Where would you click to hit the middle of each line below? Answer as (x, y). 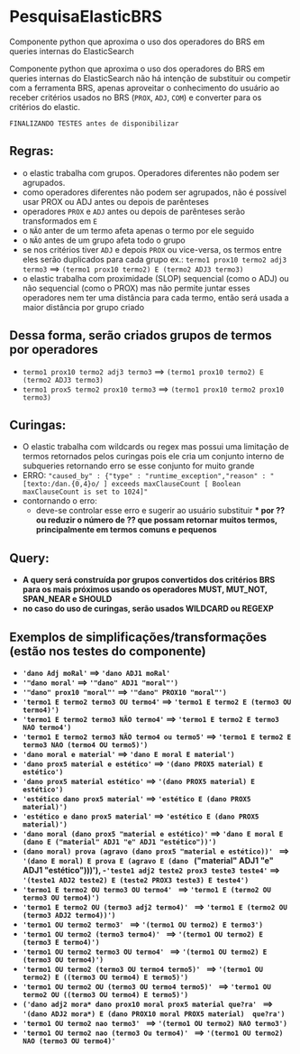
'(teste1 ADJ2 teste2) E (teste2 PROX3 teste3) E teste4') (136, 881)
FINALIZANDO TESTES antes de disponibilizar (94, 124)
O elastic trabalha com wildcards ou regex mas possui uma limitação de (156, 447)
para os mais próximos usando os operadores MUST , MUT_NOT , (145, 589)
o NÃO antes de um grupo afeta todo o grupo (104, 240)
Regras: (32, 151)
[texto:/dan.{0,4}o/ (61, 485)
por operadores (54, 350)
